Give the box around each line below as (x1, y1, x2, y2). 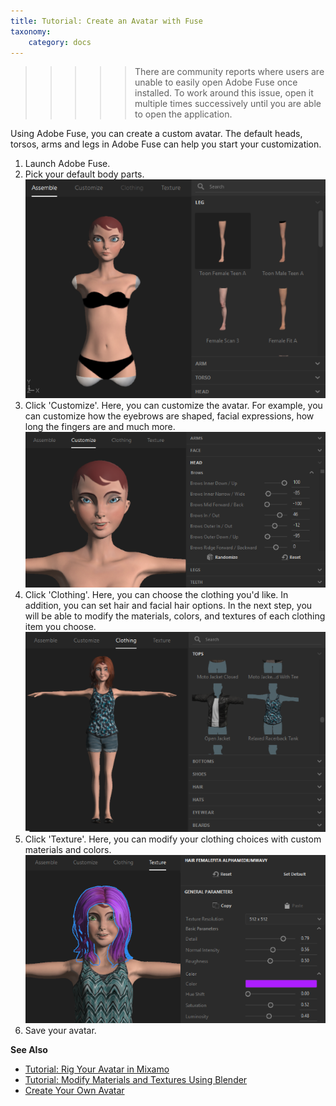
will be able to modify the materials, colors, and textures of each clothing (24, 610, 326, 622)
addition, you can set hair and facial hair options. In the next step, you (24, 600, 313, 612)
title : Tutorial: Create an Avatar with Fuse (10, 16, 203, 26)
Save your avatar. (24, 1025, 97, 1037)
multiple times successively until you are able (134, 98, 322, 110)
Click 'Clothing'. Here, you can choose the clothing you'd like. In (24, 589, 289, 601)
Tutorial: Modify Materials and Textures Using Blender (24, 1074, 248, 1086)
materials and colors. (24, 844, 112, 856)
